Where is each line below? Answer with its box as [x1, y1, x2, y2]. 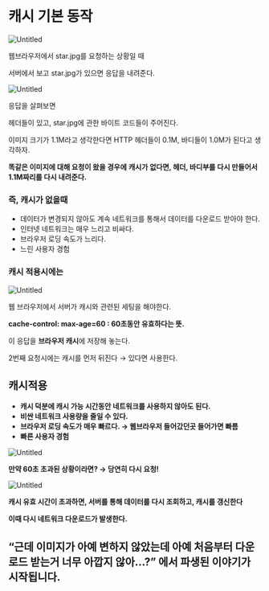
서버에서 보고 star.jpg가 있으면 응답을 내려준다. [8, 68, 155, 77]
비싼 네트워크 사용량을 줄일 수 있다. [19, 412, 128, 421]
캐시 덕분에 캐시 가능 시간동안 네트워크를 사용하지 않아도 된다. [19, 401, 211, 411]
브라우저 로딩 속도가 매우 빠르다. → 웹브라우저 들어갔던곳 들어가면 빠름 [19, 421, 238, 431]
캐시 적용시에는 [8, 266, 64, 277]
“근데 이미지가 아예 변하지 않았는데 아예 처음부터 [8, 540, 233, 553]
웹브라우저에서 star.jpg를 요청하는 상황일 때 [8, 51, 145, 60]
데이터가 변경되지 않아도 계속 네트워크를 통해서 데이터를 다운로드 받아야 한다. [19, 214, 261, 224]
